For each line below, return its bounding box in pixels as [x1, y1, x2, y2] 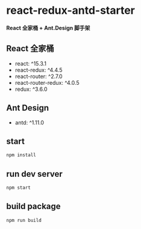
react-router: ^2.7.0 [14, 73, 63, 80]
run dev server [6, 169, 63, 179]
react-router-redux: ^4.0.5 [14, 79, 80, 86]
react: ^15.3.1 [14, 60, 47, 67]
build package [6, 201, 61, 212]
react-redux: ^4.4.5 [14, 66, 63, 73]
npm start [6, 185, 31, 191]
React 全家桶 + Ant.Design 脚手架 [6, 24, 90, 31]
